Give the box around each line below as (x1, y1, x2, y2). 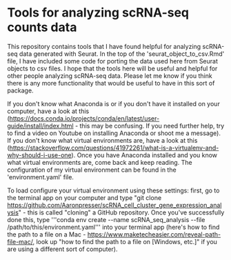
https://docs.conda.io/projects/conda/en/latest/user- (9, 114, 160, 122)
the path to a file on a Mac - (7, 230, 86, 239)
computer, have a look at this (7, 107, 90, 115)
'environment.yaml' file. (7, 172, 74, 181)
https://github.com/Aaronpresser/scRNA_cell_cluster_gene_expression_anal (7, 201, 222, 209)
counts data (7, 19, 77, 35)
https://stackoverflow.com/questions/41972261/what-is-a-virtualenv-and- (9, 143, 219, 152)
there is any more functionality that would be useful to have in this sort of (7, 79, 215, 87)
